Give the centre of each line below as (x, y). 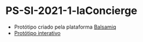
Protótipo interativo (37, 33)
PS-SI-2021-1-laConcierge (71, 11)
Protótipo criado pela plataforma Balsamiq (65, 27)
